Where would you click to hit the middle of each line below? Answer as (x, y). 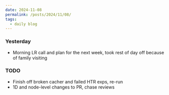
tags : (11, 19)
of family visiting (30, 58)
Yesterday (18, 42)
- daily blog (24, 24)
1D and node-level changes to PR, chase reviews (64, 87)
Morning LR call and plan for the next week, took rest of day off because (88, 52)
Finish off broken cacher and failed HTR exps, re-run (68, 81)
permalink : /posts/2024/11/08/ (38, 15)
